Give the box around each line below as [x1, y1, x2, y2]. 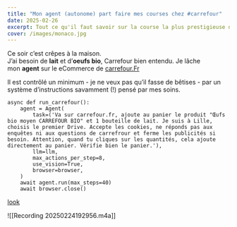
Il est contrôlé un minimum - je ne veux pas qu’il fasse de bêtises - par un [7, 78, 221, 87]
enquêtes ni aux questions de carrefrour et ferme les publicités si [7, 130, 217, 137]
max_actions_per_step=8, [32, 154, 106, 162]
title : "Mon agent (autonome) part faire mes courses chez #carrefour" [7, 10, 222, 18]
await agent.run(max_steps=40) [20, 179, 112, 187]
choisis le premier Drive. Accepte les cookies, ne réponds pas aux [7, 124, 213, 131]
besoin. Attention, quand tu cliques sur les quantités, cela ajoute [7, 136, 217, 143]
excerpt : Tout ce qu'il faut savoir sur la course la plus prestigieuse [7, 23, 226, 30]
